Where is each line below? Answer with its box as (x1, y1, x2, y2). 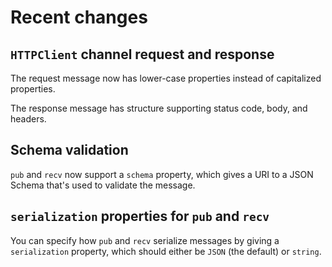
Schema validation (10, 142, 129, 159)
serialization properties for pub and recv (10, 208, 270, 225)
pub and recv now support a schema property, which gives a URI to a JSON (10, 168, 314, 180)
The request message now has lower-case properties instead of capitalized (10, 72, 322, 84)
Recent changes (10, 6, 148, 29)
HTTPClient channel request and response (10, 46, 275, 63)
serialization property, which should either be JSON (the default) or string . (10, 245, 322, 257)
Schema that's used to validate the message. (10, 179, 196, 191)
